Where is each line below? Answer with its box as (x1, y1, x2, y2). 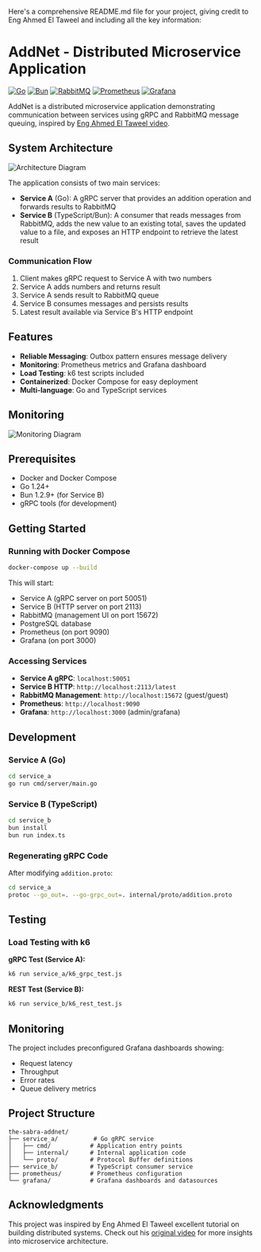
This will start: (8, 578, 54, 587)
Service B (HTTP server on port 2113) (19, 602, 142, 611)
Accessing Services (8, 655, 87, 666)
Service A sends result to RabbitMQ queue (19, 290, 159, 300)
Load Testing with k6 (8, 937, 91, 948)
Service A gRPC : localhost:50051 (19, 673, 131, 683)
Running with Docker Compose (8, 545, 131, 556)
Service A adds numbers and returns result (19, 282, 161, 292)
